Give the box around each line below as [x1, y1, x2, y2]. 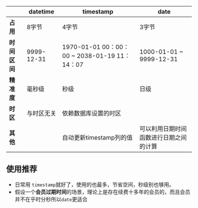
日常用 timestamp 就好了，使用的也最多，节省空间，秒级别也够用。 [14, 181, 175, 188]
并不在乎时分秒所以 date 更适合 [14, 196, 88, 203]
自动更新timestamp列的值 [61, 134, 133, 141]
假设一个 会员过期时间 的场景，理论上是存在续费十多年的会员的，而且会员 [14, 188, 190, 195]
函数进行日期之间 [139, 134, 187, 141]
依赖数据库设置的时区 [61, 109, 121, 117]
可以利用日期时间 [139, 125, 187, 133]
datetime [28, 8, 55, 15]
